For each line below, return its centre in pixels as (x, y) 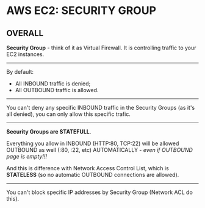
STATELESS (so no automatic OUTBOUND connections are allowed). (93, 175)
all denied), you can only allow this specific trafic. (69, 114)
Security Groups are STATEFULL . (49, 131)
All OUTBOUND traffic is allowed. (57, 90)
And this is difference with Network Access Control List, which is (88, 168)
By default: (20, 72)
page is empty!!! (27, 156)
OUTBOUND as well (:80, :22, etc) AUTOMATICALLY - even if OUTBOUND (100, 150)
